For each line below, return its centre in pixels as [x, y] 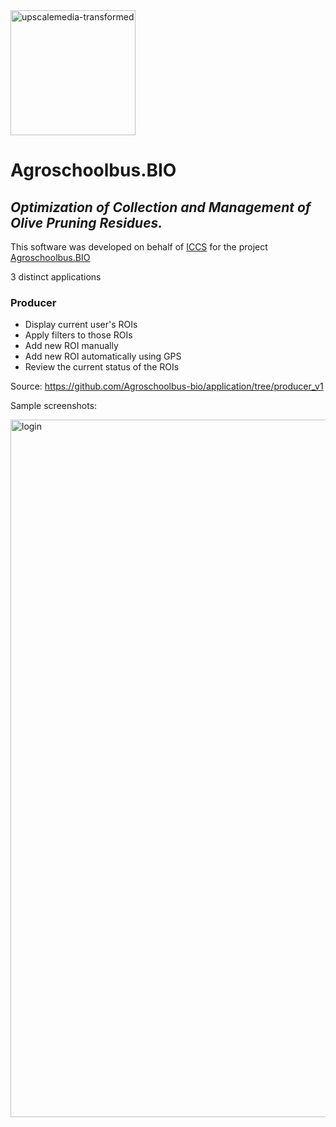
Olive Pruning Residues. [86, 222]
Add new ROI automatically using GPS [103, 356]
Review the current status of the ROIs [102, 367]
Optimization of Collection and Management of [161, 207]
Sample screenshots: [54, 406]
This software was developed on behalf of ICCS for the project [139, 247]
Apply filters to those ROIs [78, 335]
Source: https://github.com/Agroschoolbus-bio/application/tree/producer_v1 [167, 386]
